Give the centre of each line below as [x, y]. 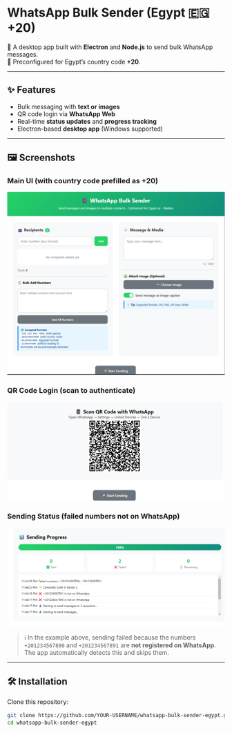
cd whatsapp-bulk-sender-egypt [52, 723]
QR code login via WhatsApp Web [66, 114]
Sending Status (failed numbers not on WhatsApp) [94, 516]
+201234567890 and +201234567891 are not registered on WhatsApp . [120, 645]
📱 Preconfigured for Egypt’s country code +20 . [74, 62]
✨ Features [31, 90]
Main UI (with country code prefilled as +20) [83, 181]
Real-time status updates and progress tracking [87, 121]
